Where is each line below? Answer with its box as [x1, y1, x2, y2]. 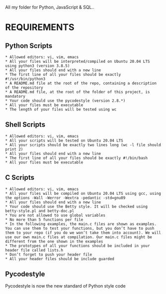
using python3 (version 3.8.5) [5, 63, 70, 68]
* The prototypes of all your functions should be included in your [5, 243, 150, 248]
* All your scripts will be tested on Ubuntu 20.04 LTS [5, 138, 123, 143]
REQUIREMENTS [5, 22, 75, 33]
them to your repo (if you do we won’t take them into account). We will [5, 230, 162, 235]
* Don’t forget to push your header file [5, 252, 92, 257]
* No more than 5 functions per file [5, 217, 83, 222]
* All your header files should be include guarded [5, 256, 114, 261]
